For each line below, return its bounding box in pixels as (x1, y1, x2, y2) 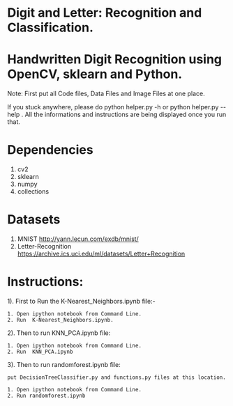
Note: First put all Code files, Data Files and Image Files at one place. (7, 89, 205, 98)
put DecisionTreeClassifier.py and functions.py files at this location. (7, 374, 227, 381)
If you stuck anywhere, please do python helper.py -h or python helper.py (7, 103, 219, 111)
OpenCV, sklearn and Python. (7, 66, 183, 82)
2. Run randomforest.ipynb (7, 392, 86, 399)
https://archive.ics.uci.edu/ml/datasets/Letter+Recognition (17, 249, 186, 258)
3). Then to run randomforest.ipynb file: (7, 360, 121, 368)
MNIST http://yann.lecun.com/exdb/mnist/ (17, 235, 140, 243)
